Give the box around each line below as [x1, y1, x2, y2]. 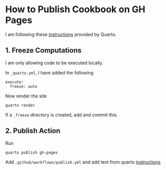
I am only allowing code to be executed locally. [5, 60, 103, 66]
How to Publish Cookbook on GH [5, 4, 146, 15]
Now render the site [5, 93, 47, 99]
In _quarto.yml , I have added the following [5, 69, 94, 76]
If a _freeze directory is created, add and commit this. [5, 111, 118, 118]
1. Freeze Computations [5, 46, 82, 55]
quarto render [5, 103, 36, 108]
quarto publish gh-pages [5, 150, 58, 155]
